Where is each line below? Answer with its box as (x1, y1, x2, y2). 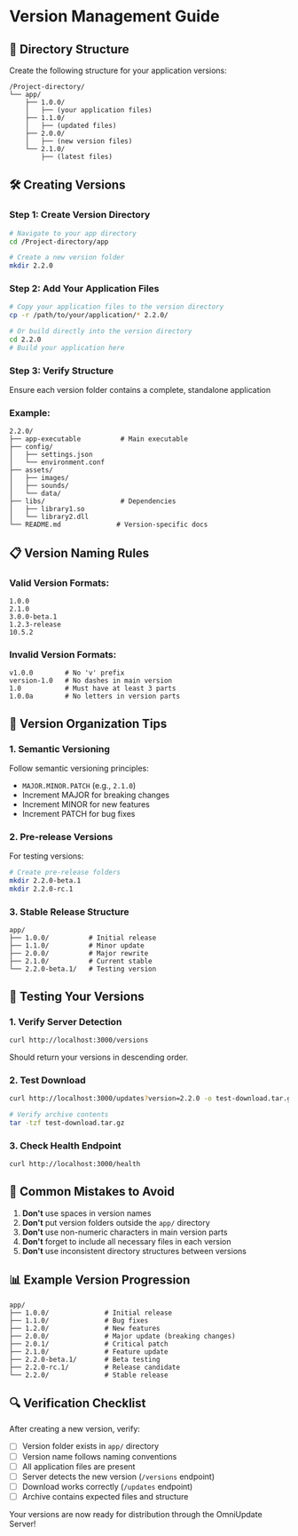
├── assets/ (9, 466, 53, 475)
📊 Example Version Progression (9, 1273, 191, 1288)
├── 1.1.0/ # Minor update (9, 941, 145, 950)
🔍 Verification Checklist (9, 1396, 146, 1411)
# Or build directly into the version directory (9, 327, 192, 336)
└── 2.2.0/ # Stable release (9, 1371, 169, 1380)
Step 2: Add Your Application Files (9, 283, 160, 295)
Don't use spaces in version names (21, 1207, 152, 1219)
